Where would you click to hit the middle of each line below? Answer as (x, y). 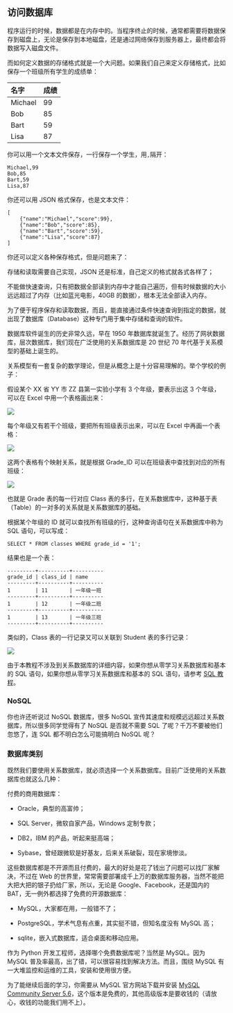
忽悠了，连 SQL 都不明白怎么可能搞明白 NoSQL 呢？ (81, 734)
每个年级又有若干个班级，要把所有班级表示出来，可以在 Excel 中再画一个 (111, 426)
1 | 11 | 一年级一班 (54, 590)
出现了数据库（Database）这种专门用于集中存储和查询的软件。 (97, 318)
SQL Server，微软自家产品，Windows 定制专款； (87, 823)
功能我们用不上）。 (63, 1003)
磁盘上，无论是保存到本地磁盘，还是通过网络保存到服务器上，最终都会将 (122, 39)
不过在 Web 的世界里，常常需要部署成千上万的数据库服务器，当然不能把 (121, 876)
